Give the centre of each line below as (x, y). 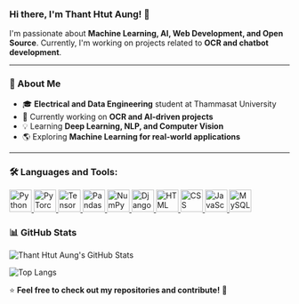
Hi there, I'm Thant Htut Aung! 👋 (80, 14)
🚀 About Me (35, 84)
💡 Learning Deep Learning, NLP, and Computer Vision (123, 126)
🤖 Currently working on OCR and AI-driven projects (117, 116)
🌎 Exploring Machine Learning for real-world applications (131, 136)
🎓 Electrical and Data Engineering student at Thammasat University (149, 104)
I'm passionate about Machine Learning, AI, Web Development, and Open (146, 34)
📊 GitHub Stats (43, 232)
